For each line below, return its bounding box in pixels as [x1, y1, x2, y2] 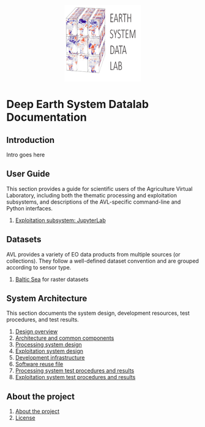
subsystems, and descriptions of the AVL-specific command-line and [6, 198, 181, 206]
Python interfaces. [6, 204, 53, 212]
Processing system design [15, 341, 83, 348]
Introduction [6, 134, 55, 145]
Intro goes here [6, 151, 45, 158]
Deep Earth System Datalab [6, 98, 149, 112]
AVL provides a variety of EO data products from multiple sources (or [6, 250, 181, 258]
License [15, 414, 35, 421]
